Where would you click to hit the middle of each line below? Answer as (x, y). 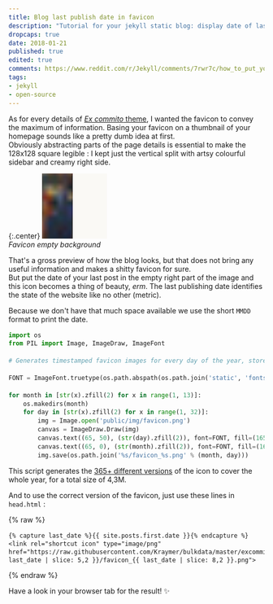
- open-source (32, 94)
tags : (17, 77)
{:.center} (24, 235)
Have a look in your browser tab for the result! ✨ (89, 591)
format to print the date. (48, 319)
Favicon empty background (55, 244)
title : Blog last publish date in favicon (81, 17)
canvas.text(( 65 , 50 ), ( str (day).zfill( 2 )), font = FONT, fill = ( (147, 438)
